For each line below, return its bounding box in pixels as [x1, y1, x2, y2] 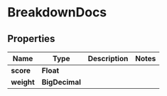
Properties [7, 33, 55, 45]
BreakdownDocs [7, 4, 107, 21]
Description [87, 54, 129, 63]
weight [11, 78, 36, 87]
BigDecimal [41, 78, 82, 87]
